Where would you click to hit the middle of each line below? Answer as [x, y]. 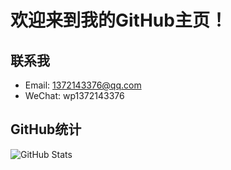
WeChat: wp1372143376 [74, 95]
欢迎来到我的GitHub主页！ [119, 20]
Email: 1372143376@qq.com [83, 85]
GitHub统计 [46, 129]
